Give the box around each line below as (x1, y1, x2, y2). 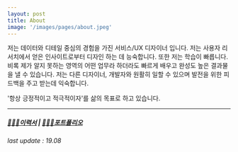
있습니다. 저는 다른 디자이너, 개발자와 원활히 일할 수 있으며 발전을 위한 (29, 70, 222, 78)
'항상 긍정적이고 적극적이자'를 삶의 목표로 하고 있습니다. (7, 94, 161, 103)
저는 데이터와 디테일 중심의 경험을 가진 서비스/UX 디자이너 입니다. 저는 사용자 (7, 44, 221, 52)
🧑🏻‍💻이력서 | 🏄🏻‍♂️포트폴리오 (7, 118, 84, 127)
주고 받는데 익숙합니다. (25, 79, 89, 88)
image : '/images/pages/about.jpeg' (7, 23, 113, 30)
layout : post (7, 10, 46, 18)
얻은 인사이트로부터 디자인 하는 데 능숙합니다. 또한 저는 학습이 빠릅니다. (31, 52, 229, 61)
